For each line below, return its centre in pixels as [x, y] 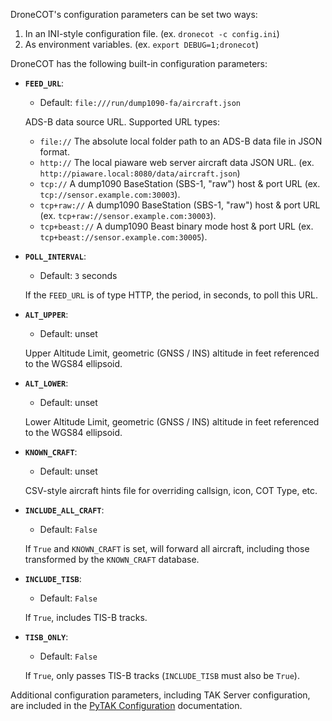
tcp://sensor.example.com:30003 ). [110, 194]
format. [54, 152]
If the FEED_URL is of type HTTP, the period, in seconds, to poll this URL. [171, 295]
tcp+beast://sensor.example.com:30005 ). [123, 237]
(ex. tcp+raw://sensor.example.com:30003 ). [128, 215]
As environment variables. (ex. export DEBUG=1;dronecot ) [142, 44]
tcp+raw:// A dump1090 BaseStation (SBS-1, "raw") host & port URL [180, 205]
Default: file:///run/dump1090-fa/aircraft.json [140, 102]
